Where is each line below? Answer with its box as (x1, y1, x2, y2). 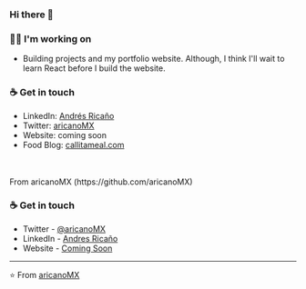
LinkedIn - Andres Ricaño (22, 233, 118, 244)
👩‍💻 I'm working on (9, 32, 92, 45)
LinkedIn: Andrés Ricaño (22, 110, 115, 121)
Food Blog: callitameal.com (22, 139, 125, 150)
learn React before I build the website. (22, 63, 166, 74)
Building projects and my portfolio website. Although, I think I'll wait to (22, 54, 285, 65)
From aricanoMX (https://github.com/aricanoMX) (9, 176, 193, 187)
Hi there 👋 (9, 8, 55, 21)
